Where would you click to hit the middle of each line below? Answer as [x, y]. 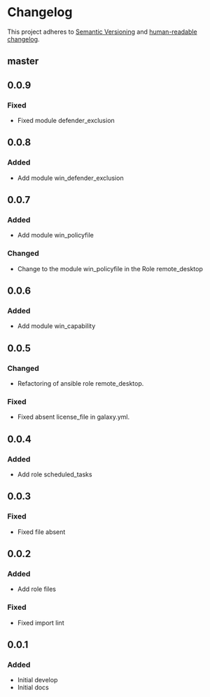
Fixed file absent [41, 532]
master [23, 61]
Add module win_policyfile [56, 235]
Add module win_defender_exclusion [70, 178]
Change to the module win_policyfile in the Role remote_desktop [110, 268]
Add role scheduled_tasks [55, 474]
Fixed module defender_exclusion [66, 121]
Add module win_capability [56, 326]
